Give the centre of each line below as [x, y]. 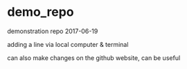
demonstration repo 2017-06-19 [53, 31]
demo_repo [41, 12]
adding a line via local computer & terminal [68, 44]
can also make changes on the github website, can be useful [94, 58]
